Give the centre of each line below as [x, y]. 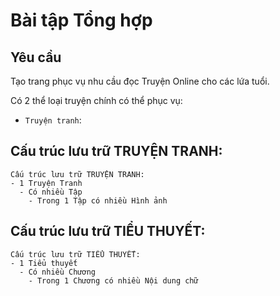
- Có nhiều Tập [51, 192]
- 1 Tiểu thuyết [44, 263]
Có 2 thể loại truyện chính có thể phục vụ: [96, 100]
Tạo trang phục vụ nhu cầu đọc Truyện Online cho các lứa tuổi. [140, 81]
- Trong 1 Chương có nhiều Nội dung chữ [113, 280]
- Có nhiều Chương [58, 272]
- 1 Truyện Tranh [46, 183]
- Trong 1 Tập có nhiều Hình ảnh [98, 200]
